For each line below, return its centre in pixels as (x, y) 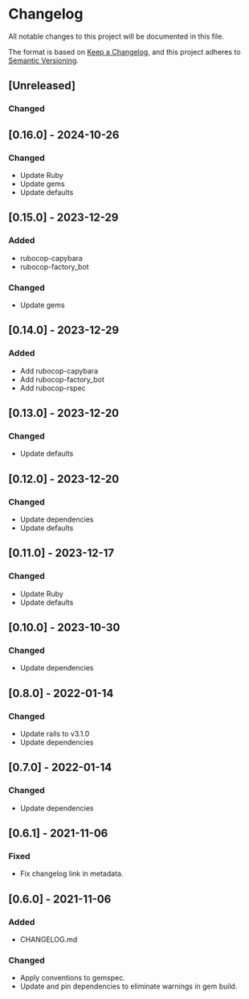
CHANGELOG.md (49, 939)
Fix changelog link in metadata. (71, 873)
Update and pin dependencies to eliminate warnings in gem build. (129, 986)
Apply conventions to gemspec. (73, 978)
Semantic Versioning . (43, 60)
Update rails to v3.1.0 (55, 734)
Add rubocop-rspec (53, 388)
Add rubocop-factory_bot (62, 379)
